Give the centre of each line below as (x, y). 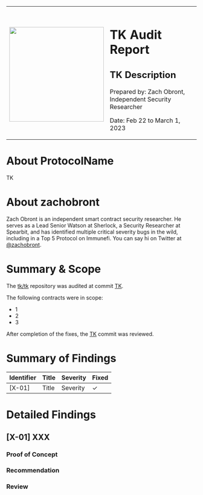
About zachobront (53, 202)
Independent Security (140, 99)
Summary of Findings (61, 359)
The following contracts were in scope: (55, 298)
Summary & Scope (54, 269)
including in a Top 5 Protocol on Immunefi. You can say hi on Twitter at (94, 238)
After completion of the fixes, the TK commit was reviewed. (80, 334)
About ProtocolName (60, 161)
